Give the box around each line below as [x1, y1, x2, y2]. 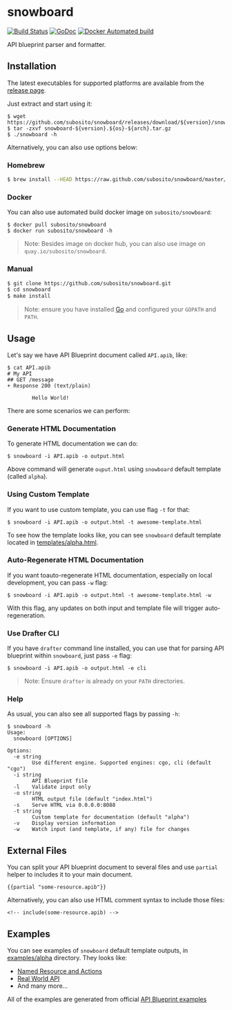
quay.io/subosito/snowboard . [23, 247, 107, 256]
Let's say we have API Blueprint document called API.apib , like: [7, 350, 188, 359]
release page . [7, 86, 46, 94]
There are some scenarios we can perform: [7, 406, 130, 415]
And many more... [17, 982, 68, 990]
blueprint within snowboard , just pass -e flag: [7, 651, 133, 660]
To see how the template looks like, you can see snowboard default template [7, 531, 222, 539]
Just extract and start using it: [7, 99, 93, 108]
